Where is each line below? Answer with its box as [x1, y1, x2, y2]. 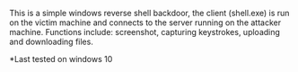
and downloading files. [9, 36, 94, 47]
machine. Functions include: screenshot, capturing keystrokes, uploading [9, 27, 281, 37]
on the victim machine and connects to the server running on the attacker [9, 17, 281, 28]
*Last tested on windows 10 [9, 54, 113, 64]
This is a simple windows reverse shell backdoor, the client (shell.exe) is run [9, 8, 290, 18]
